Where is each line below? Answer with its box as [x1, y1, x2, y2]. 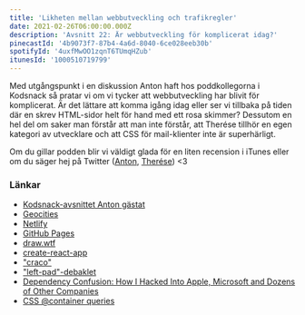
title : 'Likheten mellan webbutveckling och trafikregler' [9, 13, 238, 23]
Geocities [22, 209, 59, 220]
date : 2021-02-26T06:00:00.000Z [9, 22, 132, 31]
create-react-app [22, 247, 88, 259]
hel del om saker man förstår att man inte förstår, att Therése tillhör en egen [9, 119, 292, 130]
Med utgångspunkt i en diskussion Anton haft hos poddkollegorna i [9, 81, 261, 91]
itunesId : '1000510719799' [9, 55, 112, 64]
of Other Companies [22, 286, 99, 297]
